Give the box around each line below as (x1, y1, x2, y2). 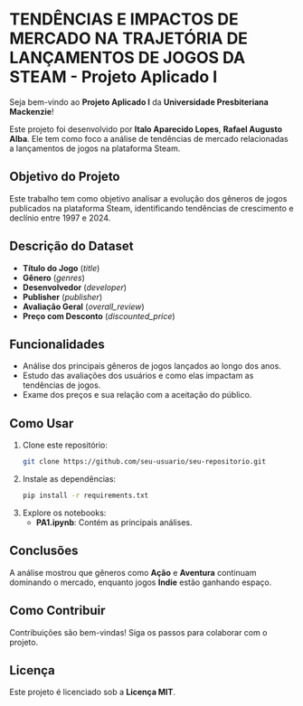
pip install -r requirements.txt (22, 491, 149, 501)
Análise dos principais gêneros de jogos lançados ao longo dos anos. (22, 361, 282, 372)
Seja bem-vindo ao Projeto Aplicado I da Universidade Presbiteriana (9, 96, 269, 108)
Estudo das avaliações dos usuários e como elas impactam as (22, 371, 254, 381)
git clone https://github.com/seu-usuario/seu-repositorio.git (22, 457, 267, 466)
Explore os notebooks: (22, 507, 107, 518)
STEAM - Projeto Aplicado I (9, 67, 218, 88)
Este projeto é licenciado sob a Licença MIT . (9, 687, 176, 698)
